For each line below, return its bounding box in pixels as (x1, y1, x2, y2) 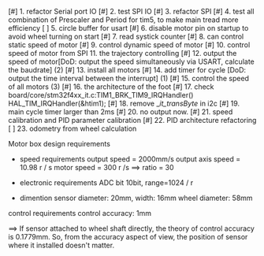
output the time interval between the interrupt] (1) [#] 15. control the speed (8, 74, 250, 83)
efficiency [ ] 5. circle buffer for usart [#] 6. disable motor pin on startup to (8, 24, 249, 32)
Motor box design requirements (8, 139, 110, 148)
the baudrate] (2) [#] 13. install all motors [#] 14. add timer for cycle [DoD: (8, 65, 247, 74)
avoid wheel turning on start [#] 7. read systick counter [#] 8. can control (8, 32, 244, 41)
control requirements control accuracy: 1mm (8, 209, 152, 217)
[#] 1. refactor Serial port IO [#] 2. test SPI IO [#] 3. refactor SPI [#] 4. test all (8, 7, 255, 16)
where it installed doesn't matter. (8, 240, 115, 250)
